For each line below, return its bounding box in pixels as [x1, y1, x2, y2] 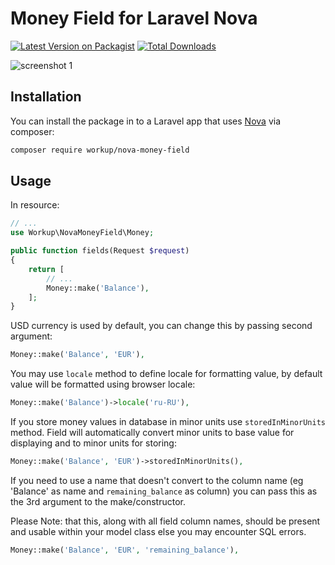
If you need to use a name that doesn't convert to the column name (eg [10, 474, 304, 486]
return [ [28, 264, 65, 274]
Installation [10, 88, 82, 106]
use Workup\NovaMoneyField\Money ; [10, 228, 155, 238]
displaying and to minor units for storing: [10, 437, 177, 449]
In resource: [10, 199, 60, 211]
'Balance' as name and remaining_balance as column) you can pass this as [10, 485, 318, 497]
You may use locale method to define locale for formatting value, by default [10, 368, 323, 380]
